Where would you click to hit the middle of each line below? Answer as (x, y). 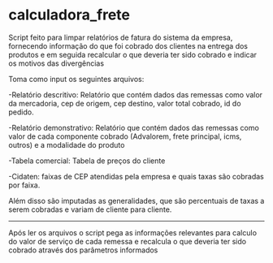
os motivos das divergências (56, 63)
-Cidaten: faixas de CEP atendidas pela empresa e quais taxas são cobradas (136, 176)
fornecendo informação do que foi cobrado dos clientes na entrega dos (128, 45)
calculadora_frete (69, 15)
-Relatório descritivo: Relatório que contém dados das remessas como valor (135, 94)
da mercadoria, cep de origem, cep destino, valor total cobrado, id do (125, 103)
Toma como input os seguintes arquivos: (76, 79)
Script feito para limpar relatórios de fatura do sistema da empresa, (121, 37)
